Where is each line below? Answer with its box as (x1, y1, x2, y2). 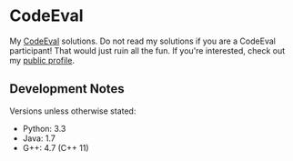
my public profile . (9, 55, 76, 65)
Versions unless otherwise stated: (9, 106, 136, 116)
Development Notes (9, 81, 125, 96)
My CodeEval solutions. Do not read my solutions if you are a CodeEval (9, 35, 276, 46)
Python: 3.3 (22, 123, 66, 134)
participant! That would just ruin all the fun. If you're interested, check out (9, 45, 286, 55)
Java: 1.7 (22, 133, 56, 144)
